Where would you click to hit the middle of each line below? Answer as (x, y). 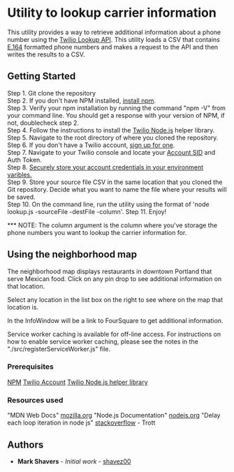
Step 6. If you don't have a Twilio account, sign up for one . (91, 145)
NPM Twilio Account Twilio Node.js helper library (78, 382)
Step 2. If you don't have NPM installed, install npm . (81, 100)
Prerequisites (30, 367)
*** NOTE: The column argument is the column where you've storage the (112, 225)
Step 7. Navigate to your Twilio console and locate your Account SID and (111, 152)
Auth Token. (24, 160)
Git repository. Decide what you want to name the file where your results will (117, 189)
